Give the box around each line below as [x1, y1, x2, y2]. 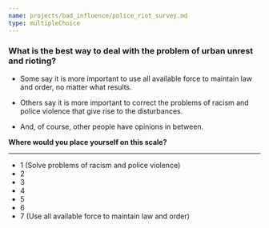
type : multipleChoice [8, 19, 81, 27]
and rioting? [8, 55, 57, 66]
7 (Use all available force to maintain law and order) [19, 211, 191, 221]
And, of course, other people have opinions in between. [19, 122, 204, 131]
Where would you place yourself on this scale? [8, 137, 167, 146]
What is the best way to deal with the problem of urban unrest [8, 46, 254, 57]
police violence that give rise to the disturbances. [19, 106, 183, 116]
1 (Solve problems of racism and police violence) [19, 160, 181, 170]
